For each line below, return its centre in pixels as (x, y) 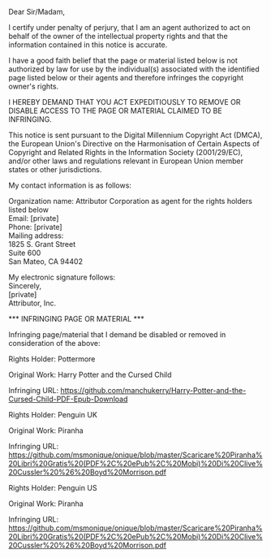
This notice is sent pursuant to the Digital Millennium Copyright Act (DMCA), (135, 135)
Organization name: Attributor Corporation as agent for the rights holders (131, 201)
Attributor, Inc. (32, 303)
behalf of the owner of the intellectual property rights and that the (118, 36)
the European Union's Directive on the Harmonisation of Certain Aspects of (134, 144)
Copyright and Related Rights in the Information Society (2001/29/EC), (126, 152)
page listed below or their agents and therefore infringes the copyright (126, 78)
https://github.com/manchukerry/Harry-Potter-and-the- (153, 390)
